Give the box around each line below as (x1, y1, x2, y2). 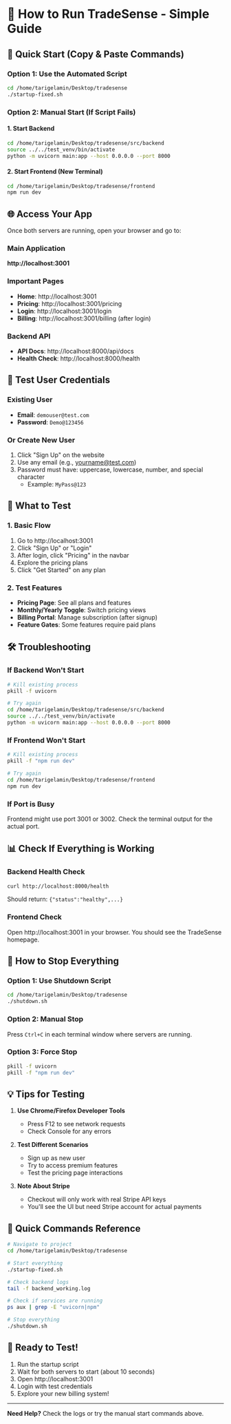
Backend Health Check (7, 867, 85, 877)
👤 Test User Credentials (7, 374, 111, 386)
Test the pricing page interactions (27, 1168, 123, 1177)
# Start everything (7, 1259, 63, 1267)
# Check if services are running (7, 1297, 103, 1305)
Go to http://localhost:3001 (16, 536, 93, 545)
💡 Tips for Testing (7, 1088, 85, 1100)
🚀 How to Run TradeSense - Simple (7, 6, 210, 22)
